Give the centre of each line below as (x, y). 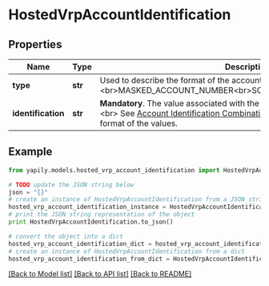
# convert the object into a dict (66, 236)
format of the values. (139, 123)
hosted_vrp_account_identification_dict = (80, 244)
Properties (35, 44)
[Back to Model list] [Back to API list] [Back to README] (100, 274)
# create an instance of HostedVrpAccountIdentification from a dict (127, 251)
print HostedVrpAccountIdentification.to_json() (91, 222)
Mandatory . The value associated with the (179, 103)
